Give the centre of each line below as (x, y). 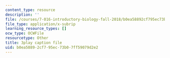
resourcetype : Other (27, 38)
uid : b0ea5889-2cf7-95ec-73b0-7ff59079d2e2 (52, 47)
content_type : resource (30, 10)
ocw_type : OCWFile (25, 33)
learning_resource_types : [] (36, 29)
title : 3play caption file (34, 43)
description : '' (22, 15)
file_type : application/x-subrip (40, 24)
